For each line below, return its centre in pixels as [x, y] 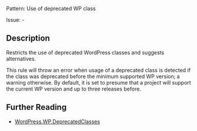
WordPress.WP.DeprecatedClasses [57, 121]
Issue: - [15, 20]
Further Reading [36, 107]
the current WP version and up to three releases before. [74, 89]
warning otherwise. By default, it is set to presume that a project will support [98, 82]
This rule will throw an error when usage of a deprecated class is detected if [98, 70]
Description [28, 38]
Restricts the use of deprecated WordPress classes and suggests [85, 52]
